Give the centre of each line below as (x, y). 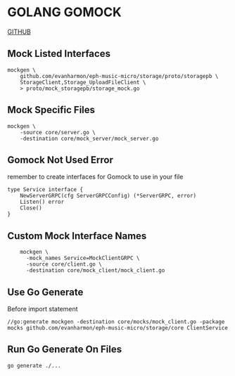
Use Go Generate (45, 292)
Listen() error (42, 202)
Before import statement (43, 309)
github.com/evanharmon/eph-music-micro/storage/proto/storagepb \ (119, 76)
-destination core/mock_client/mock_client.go (95, 271)
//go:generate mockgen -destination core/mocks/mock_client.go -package (116, 322)
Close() (31, 208)
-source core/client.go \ (64, 264)
